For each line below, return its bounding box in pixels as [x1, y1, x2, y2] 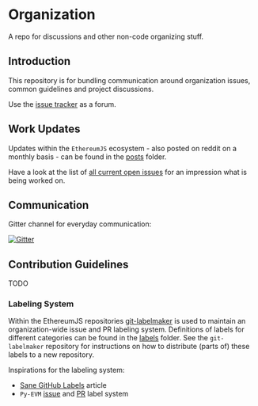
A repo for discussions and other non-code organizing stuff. [8, 32, 204, 41]
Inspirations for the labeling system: [8, 366, 125, 375]
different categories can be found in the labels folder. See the [8, 333, 208, 343]
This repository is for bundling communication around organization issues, [8, 75, 251, 85]
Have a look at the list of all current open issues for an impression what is [8, 167, 248, 176]
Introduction [8, 55, 71, 68]
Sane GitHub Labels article [19, 381, 107, 390]
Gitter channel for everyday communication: [8, 219, 152, 229]
